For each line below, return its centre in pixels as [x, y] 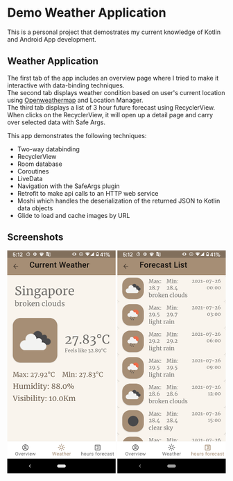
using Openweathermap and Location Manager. [75, 100]
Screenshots [35, 237]
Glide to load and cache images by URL [74, 215]
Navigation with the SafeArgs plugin [68, 186]
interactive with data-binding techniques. [66, 85]
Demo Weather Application [87, 13]
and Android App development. [52, 39]
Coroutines [33, 171]
